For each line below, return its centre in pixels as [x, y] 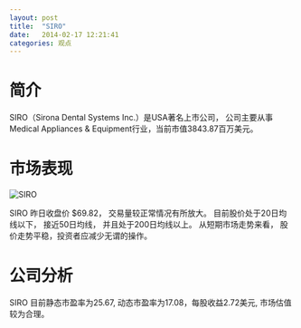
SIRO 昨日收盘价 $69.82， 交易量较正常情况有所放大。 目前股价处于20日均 [148, 213]
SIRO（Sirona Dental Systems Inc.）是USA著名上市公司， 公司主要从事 [141, 118]
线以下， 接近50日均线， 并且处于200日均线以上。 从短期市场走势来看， [144, 225]
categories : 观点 [41, 43]
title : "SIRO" [38, 26]
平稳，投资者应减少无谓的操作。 [92, 236]
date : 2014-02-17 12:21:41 [64, 34]
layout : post [34, 18]
